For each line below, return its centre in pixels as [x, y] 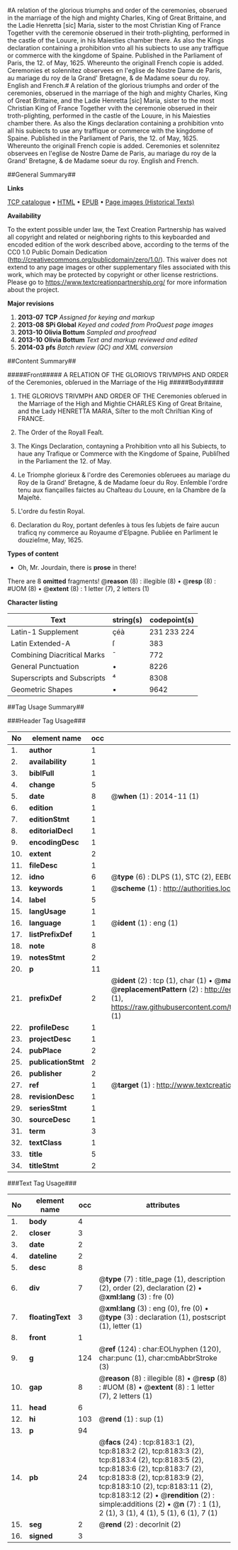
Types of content [33, 554]
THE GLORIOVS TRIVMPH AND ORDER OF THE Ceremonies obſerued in [122, 396]
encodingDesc [54, 842]
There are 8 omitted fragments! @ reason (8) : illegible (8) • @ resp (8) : [112, 581]
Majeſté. [29, 498]
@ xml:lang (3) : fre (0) [137, 1297]
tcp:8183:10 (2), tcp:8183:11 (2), [156, 1486]
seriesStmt [48, 1108]
